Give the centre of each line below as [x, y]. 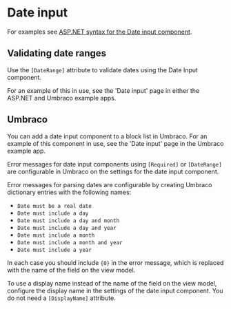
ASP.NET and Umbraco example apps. [62, 98]
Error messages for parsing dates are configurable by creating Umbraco [110, 184]
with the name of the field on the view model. [71, 270]
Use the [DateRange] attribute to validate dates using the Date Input [103, 70]
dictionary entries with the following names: [69, 192]
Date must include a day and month [68, 221]
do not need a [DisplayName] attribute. [61, 298]
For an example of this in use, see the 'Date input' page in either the [103, 90]
